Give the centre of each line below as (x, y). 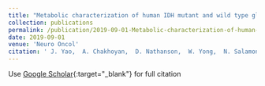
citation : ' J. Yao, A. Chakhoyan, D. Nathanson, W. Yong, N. (119, 52)
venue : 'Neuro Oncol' (44, 45)
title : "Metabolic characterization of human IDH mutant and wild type (128, 15)
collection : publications (50, 23)
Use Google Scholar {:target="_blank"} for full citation (95, 74)
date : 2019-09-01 (37, 37)
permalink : (26, 30)
